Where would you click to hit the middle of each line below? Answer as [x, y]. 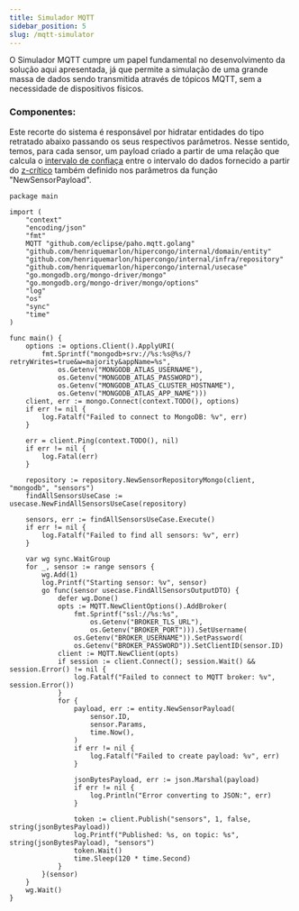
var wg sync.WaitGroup [68, 559]
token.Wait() [98, 851]
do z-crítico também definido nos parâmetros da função [113, 170]
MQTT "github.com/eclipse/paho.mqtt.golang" [110, 243]
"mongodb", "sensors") [52, 487]
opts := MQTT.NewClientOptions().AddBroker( [142, 606]
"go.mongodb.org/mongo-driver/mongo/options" [113, 283]
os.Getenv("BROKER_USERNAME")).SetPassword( [159, 638]
